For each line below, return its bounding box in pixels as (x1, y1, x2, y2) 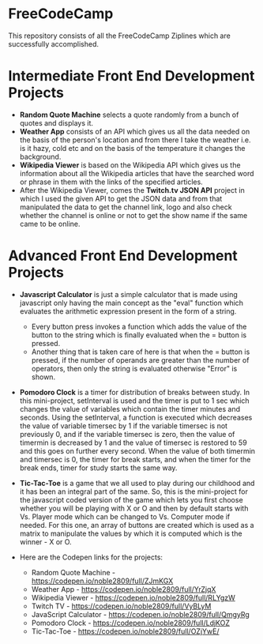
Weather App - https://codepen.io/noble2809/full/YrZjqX (31, 584, 216, 593)
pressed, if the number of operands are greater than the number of (31, 355, 250, 364)
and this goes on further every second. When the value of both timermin (19, 446, 255, 455)
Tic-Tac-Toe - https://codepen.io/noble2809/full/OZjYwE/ (31, 626, 220, 636)
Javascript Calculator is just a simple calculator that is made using (19, 289, 239, 299)
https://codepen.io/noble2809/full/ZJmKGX (31, 576, 174, 586)
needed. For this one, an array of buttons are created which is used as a (19, 520, 254, 529)
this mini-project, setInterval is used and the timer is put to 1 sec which (19, 396, 250, 405)
